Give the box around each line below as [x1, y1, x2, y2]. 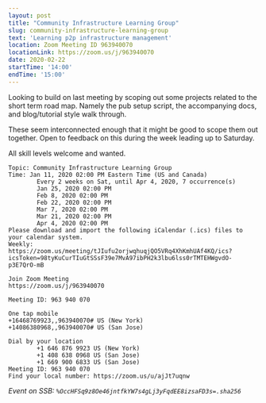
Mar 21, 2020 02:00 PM [37, 212, 112, 221]
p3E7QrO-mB [8, 261, 44, 269]
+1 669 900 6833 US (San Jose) [37, 358, 141, 366]
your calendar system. [8, 233, 83, 241]
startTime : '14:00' [8, 63, 73, 71]
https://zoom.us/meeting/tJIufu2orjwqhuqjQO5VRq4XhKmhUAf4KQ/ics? [8, 247, 233, 255]
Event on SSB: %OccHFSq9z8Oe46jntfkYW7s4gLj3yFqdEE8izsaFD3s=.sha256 [8, 386, 241, 395]
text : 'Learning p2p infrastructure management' [8, 33, 172, 42]
